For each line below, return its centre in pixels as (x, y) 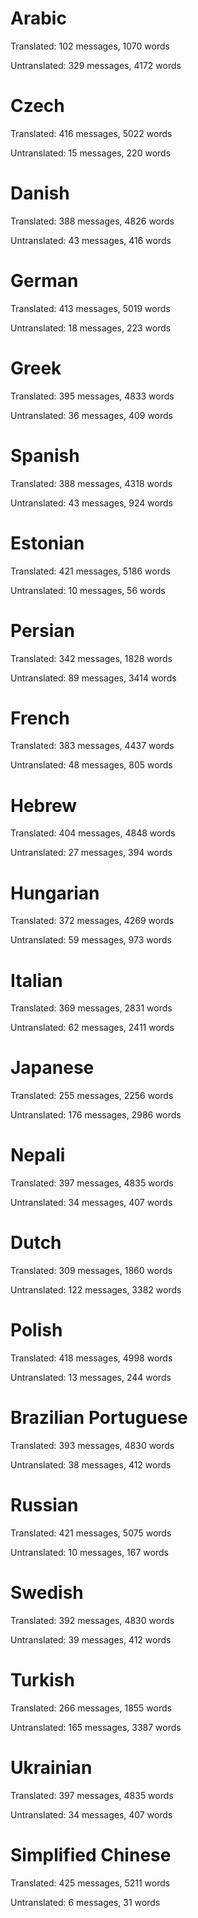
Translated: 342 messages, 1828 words (91, 658)
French (40, 718)
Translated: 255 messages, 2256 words (92, 1096)
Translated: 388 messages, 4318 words (91, 483)
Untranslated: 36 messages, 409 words (91, 415)
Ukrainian (51, 1767)
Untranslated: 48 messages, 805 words (91, 765)
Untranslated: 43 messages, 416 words (91, 240)
